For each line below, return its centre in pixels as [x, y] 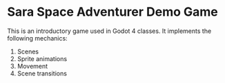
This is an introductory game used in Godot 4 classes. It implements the [109, 31]
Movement [32, 66]
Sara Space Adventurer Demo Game [113, 12]
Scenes [28, 51]
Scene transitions [42, 73]
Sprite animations [42, 58]
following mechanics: [37, 38]
